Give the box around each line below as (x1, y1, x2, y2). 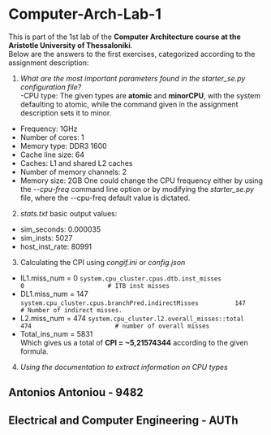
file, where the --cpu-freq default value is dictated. (19, 193, 191, 202)
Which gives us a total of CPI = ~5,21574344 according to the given (19, 337, 249, 347)
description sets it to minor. (19, 107, 112, 118)
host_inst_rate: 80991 (19, 241, 92, 251)
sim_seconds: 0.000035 (19, 224, 101, 234)
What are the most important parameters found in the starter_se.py (19, 73, 246, 83)
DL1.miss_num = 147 (19, 289, 88, 298)
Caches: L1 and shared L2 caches (19, 158, 133, 167)
